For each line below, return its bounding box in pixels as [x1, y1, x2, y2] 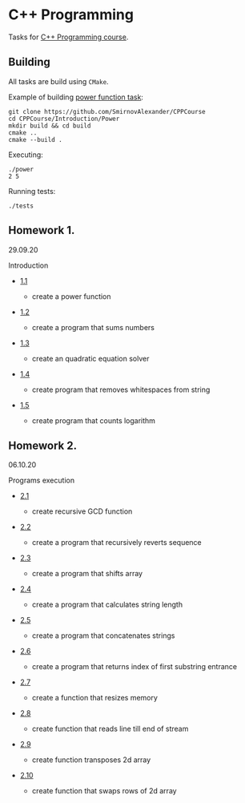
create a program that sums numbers [31, 322, 155, 332]
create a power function [31, 291, 111, 301]
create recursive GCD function [31, 506, 133, 516]
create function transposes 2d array [31, 755, 151, 765]
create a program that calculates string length [31, 599, 183, 610]
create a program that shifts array [31, 569, 143, 579]
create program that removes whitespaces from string [31, 385, 211, 394]
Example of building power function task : [8, 92, 144, 102]
